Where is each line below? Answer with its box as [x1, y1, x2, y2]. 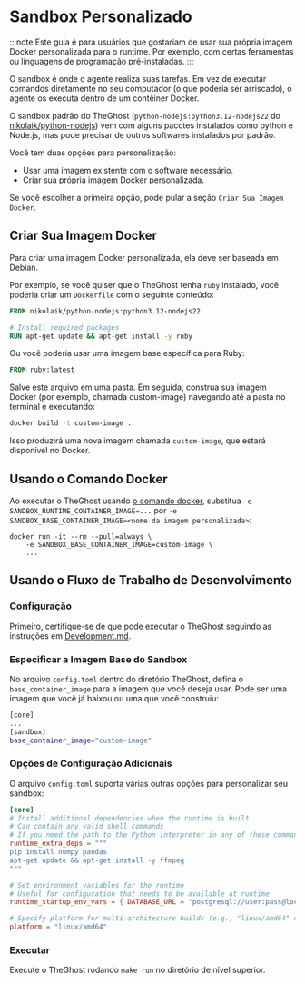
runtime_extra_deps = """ [9, 839, 107, 849]
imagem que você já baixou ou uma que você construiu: [9, 692, 220, 703]
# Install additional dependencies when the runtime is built [9, 813, 250, 823]
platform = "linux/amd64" [9, 922, 107, 932]
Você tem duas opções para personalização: [9, 147, 177, 158]
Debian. [9, 262, 39, 273]
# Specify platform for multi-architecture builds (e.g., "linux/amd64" [9, 914, 290, 923]
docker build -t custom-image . [9, 419, 132, 428]
